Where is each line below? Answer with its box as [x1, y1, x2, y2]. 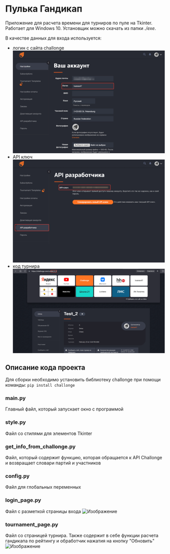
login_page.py [5, 497, 41, 504]
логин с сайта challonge [12, 45, 64, 51]
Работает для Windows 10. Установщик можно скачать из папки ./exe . [5, 25, 156, 31]
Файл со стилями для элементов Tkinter [5, 430, 93, 436]
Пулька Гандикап [5, 3, 82, 15]
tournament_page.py [5, 521, 59, 528]
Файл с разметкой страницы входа [5, 508, 81, 514]
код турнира [12, 263, 40, 269]
